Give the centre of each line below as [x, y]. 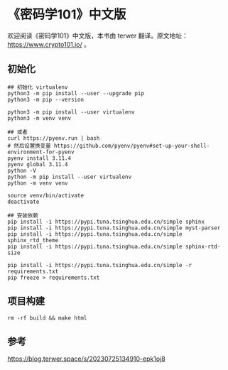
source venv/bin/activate [45, 195]
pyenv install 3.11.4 [39, 158]
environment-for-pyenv [41, 152]
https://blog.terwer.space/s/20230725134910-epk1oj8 [86, 359]
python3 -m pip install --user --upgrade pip [76, 93]
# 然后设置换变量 [29, 146]
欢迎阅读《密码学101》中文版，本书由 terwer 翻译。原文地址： [98, 36]
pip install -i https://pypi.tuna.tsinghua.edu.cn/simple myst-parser [114, 228]
